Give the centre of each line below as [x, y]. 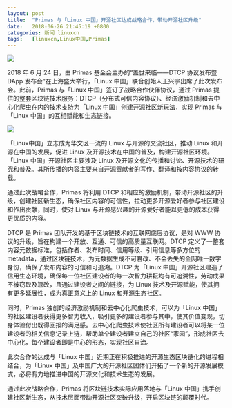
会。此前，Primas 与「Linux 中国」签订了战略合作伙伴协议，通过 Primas [109, 90]
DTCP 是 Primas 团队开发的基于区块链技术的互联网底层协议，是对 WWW [110, 233]
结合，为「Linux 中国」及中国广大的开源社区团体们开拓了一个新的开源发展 [113, 365]
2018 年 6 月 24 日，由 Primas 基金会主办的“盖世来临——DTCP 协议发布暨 [112, 72]
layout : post [26, 13]
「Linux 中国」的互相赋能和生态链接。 [61, 116]
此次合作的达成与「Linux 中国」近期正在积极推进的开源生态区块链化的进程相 [116, 357]
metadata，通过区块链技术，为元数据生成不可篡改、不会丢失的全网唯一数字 [114, 258]
